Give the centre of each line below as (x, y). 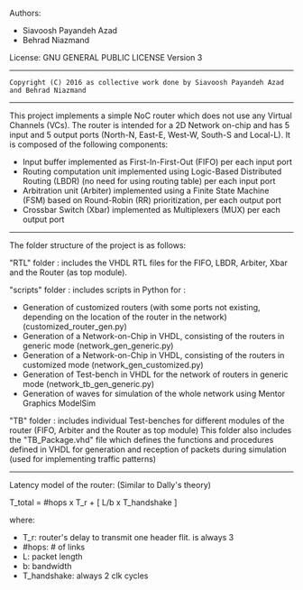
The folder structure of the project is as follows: (98, 245)
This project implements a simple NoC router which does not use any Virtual (151, 115)
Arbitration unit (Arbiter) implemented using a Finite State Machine (146, 190)
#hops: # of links (54, 547)
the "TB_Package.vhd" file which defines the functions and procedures (142, 440)
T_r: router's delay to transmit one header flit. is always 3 (128, 537)
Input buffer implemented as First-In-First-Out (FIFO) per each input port (157, 162)
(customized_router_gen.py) (75, 327)
